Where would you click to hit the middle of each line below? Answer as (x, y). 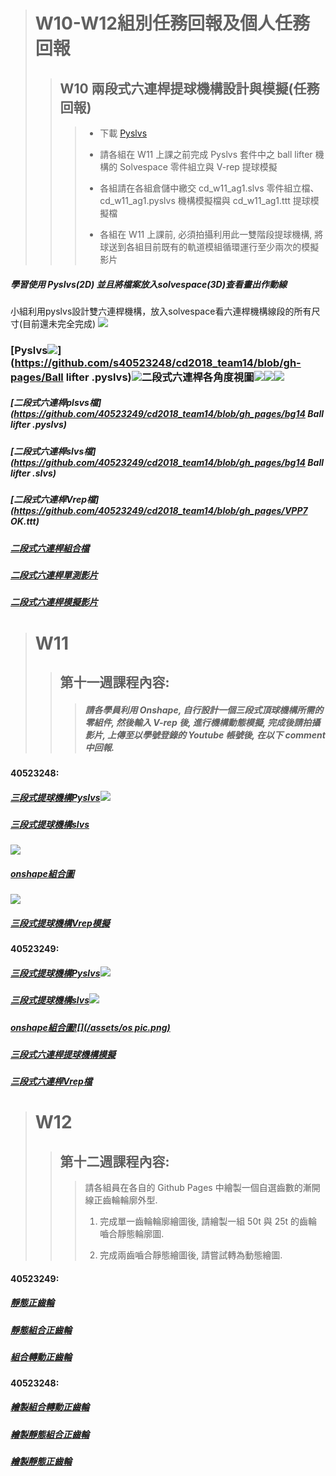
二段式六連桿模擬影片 (54, 602)
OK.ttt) (25, 521)
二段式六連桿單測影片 (54, 575)
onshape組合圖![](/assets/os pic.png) (90, 1027)
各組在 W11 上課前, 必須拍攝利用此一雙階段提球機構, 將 (211, 234)
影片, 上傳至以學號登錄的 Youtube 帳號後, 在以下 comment (205, 735)
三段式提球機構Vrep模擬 (60, 923)
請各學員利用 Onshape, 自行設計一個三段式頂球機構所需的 (204, 710)
